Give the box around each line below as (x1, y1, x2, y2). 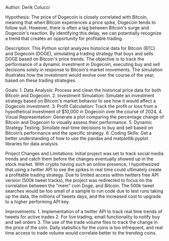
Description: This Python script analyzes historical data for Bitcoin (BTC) (5, 45, 155, 51)
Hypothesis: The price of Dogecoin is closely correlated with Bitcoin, (5, 14, 148, 20)
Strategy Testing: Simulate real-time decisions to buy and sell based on (5, 125, 153, 131)
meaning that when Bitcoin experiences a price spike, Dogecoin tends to (5, 20, 156, 25)
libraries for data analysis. (5, 141, 59, 147)
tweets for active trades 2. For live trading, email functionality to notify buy (5, 214, 160, 220)
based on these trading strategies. (5, 78, 77, 83)
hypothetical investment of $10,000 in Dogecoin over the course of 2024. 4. (5, 108, 163, 114)
